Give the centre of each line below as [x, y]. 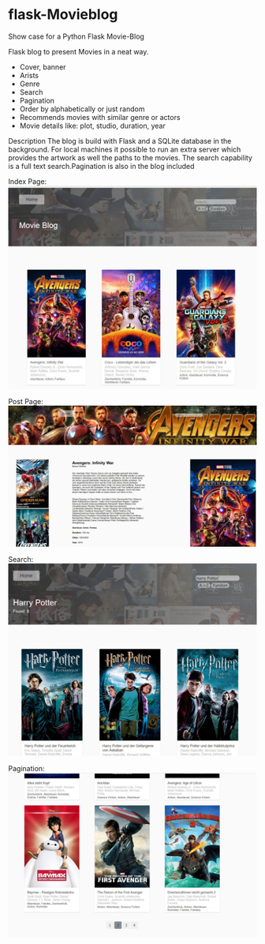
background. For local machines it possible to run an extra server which [125, 149]
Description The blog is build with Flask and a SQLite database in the [120, 140]
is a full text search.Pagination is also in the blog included [101, 166]
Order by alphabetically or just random [82, 109]
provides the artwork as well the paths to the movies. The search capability [130, 157]
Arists [29, 75]
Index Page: [28, 181]
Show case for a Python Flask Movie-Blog [76, 36]
